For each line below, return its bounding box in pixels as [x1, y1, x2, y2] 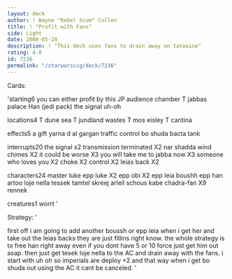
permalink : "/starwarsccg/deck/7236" [7, 62, 117, 69]
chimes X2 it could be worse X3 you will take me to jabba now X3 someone [7, 150, 224, 158]
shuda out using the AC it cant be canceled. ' [7, 263, 137, 272]
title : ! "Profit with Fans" [7, 23, 92, 30]
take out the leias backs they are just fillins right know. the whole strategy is [7, 234, 225, 242]
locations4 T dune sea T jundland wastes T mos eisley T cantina [7, 116, 192, 124]
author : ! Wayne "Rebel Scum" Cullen [7, 17, 117, 24]
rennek [7, 186, 28, 194]
